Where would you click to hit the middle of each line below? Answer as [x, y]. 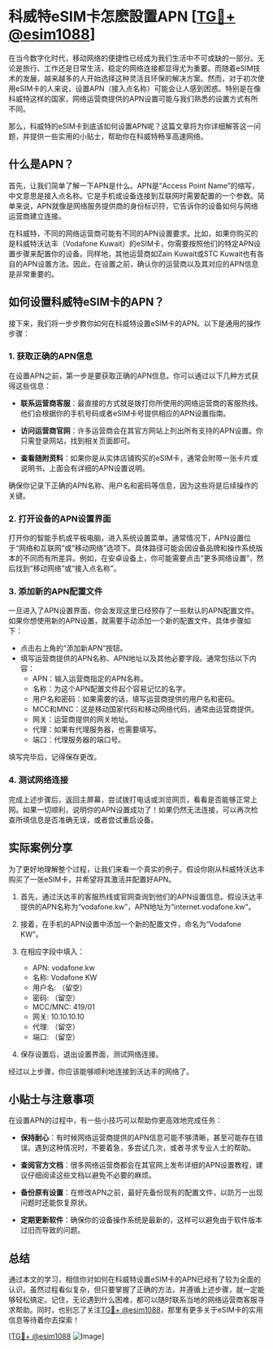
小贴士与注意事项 [51, 1099]
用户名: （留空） [59, 987]
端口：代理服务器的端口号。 [79, 740]
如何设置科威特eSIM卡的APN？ [87, 302]
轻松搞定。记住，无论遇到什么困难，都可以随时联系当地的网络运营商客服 [136, 1300]
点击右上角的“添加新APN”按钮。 [74, 648]
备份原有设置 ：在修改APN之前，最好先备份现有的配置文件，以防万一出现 [141, 1193]
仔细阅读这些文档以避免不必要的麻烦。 [91, 1175]
